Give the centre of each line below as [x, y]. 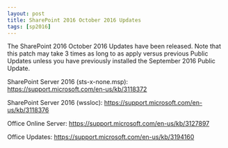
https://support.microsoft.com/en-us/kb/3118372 [77, 89]
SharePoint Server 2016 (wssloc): [55, 103]
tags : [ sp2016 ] [29, 26]
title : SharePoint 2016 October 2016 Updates [74, 20]
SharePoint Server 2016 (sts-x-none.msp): [68, 82]
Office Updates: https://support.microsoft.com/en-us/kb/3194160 [101, 137]
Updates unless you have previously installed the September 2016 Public [111, 61]
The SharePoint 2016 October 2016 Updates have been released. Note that [114, 47]
